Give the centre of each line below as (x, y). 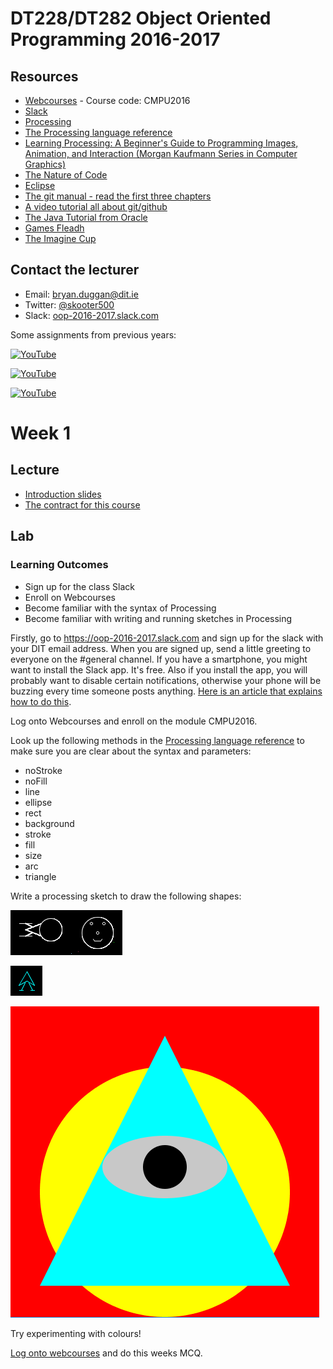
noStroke (43, 770)
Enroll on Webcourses (70, 597)
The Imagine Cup (60, 238)
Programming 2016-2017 (115, 39)
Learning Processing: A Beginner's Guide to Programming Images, (161, 143)
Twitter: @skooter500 (69, 304)
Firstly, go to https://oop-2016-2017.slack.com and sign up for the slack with (167, 638)
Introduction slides (63, 494)
